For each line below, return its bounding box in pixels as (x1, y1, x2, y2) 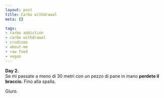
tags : (5, 26, 17, 31)
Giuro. (5, 88, 18, 94)
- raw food (5, 49, 28, 54)
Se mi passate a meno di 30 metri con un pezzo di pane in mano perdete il (5, 73, 159, 79)
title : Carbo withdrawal (5, 12, 57, 17)
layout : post (5, 7, 33, 13)
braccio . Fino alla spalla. (5, 78, 56, 84)
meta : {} (5, 17, 24, 22)
